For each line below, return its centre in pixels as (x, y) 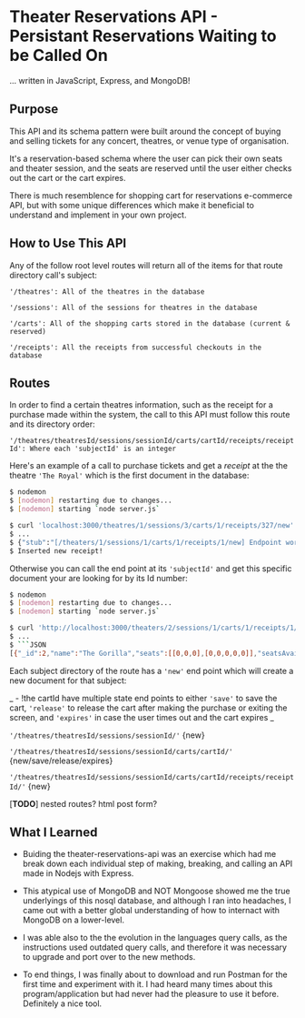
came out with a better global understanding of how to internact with (151, 911)
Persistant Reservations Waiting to (143, 36)
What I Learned (54, 833)
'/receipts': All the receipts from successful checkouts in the (135, 348)
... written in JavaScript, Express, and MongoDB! (100, 80)
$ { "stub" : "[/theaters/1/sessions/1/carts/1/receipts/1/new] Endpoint (146, 542)
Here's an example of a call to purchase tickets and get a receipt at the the (149, 466)
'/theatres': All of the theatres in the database (107, 292)
